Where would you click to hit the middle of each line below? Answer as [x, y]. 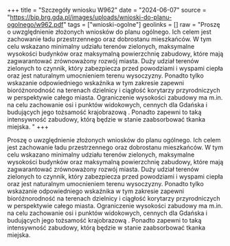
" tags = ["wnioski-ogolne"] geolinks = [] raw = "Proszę [141, 24]
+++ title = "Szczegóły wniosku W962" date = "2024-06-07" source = [107, 10]
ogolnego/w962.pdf [35, 24]
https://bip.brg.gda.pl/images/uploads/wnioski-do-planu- [91, 17]
